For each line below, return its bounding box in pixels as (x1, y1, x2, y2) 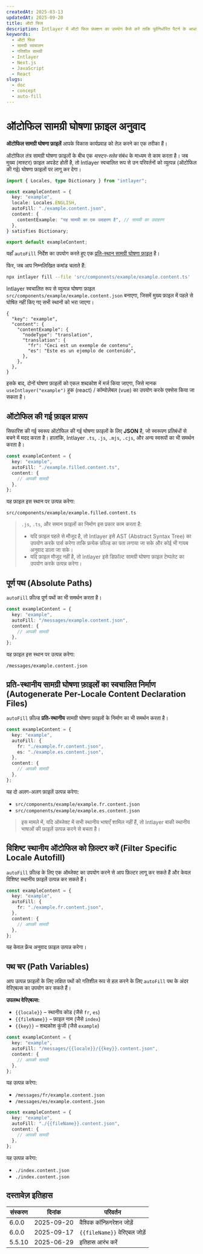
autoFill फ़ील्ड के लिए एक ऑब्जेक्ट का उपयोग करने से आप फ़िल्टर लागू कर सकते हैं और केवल (6, 869, 192, 876)
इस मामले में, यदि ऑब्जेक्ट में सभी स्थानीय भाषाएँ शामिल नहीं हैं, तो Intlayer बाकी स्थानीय (21, 818, 190, 826)
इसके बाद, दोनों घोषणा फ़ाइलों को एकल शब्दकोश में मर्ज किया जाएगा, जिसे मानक (6, 380, 157, 387)
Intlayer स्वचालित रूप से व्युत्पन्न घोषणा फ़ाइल (6, 285, 95, 293)
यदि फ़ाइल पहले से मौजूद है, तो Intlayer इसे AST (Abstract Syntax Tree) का (30, 532, 192, 540)
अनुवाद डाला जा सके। (30, 546, 74, 554)
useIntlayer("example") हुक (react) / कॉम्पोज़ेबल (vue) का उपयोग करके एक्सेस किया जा (6, 386, 195, 394)
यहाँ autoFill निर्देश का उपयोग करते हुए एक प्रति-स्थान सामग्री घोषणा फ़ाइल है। (6, 250, 160, 257)
